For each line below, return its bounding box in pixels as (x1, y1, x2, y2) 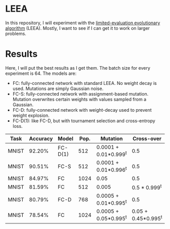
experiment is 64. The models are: (5, 70, 77, 76)
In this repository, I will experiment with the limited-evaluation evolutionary (5, 20, 160, 26)
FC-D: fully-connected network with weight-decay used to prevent (12, 107, 152, 113)
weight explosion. (12, 112, 50, 118)
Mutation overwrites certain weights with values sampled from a (12, 96, 147, 102)
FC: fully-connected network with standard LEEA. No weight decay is (12, 80, 157, 86)
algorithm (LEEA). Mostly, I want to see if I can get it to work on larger (5, 25, 150, 31)
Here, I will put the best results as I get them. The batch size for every (5, 65, 151, 71)
